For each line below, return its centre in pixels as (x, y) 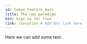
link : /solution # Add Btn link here (44, 23)
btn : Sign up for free (28, 19)
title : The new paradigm (30, 14)
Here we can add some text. (34, 37)
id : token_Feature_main (29, 10)
